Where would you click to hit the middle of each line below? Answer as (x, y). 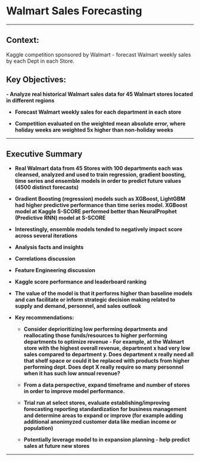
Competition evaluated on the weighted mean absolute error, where (100, 123)
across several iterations (46, 236)
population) (38, 428)
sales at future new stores (57, 446)
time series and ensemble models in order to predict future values (98, 181)
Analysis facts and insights (49, 247)
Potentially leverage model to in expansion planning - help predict (107, 440)
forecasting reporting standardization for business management (105, 409)
